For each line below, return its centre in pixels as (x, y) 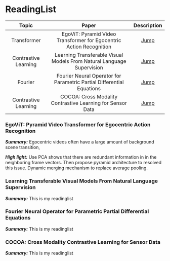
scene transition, (23, 147)
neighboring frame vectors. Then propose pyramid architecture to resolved (83, 163)
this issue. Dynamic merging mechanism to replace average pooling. (77, 168)
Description (148, 25)
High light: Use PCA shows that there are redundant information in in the (81, 157)
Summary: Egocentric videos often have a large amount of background (80, 142)
